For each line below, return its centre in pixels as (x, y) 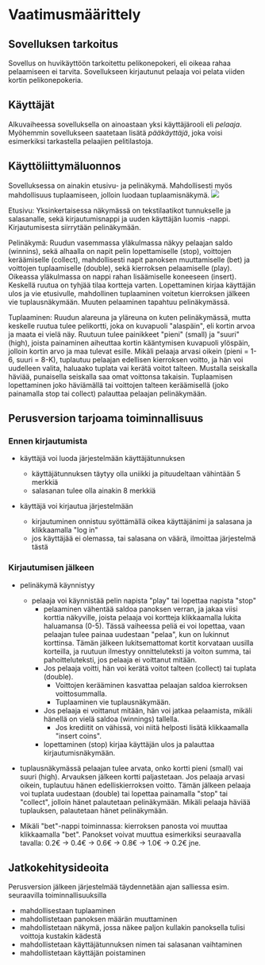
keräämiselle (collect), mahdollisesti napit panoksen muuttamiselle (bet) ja (129, 260)
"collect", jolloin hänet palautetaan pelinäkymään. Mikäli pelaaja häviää (135, 802)
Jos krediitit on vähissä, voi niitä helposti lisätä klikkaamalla (152, 727)
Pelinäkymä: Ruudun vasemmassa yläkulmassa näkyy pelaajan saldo (121, 242)
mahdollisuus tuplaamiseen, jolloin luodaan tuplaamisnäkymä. (109, 195)
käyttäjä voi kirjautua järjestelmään (76, 506)
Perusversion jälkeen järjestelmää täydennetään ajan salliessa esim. (119, 887)
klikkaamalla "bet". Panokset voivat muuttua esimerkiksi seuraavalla (131, 834)
